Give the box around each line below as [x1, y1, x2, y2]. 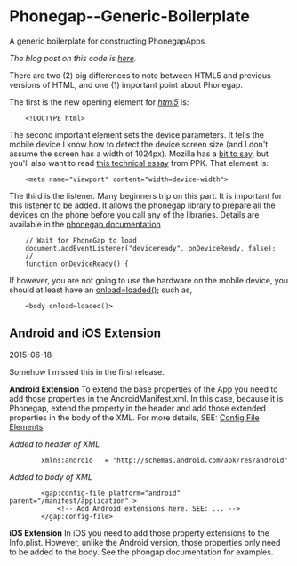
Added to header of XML [9, 438, 100, 450]
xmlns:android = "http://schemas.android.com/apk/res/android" [41, 456, 289, 465]
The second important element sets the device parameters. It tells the [9, 129, 265, 140]
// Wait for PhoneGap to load [25, 235, 138, 245]
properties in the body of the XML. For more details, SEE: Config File [9, 411, 260, 423]
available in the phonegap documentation [9, 219, 162, 229]
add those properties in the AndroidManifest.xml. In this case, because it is [9, 393, 284, 403]
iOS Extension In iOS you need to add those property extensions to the [9, 527, 269, 538]
